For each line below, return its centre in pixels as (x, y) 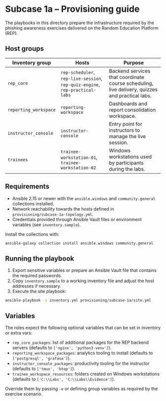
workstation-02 (78, 168)
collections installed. (33, 204)
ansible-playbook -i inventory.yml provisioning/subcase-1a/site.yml (78, 300)
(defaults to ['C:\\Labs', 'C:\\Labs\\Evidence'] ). (63, 379)
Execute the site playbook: (39, 292)
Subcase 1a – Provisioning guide (72, 9)
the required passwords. (37, 276)
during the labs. (127, 169)
